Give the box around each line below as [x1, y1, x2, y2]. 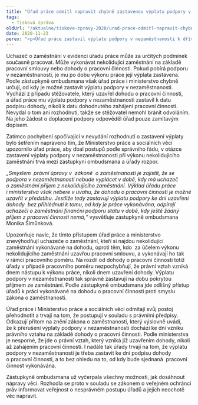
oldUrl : [6, 25, 25, 31]
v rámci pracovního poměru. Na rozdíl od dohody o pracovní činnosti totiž [6, 257, 185, 263]
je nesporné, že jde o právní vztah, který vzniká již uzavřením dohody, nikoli [6, 337, 190, 344]
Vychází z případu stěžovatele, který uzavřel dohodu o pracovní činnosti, [6, 90, 183, 97]
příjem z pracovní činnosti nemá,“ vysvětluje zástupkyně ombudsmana [6, 213, 179, 221]
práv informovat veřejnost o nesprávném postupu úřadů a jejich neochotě [6, 386, 184, 393]
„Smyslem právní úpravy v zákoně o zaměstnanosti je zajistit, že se [6, 170, 175, 176]
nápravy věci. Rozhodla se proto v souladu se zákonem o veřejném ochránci [6, 380, 192, 387]
